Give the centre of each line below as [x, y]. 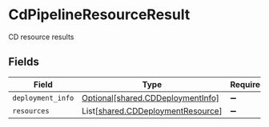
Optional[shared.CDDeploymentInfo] [151, 97]
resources [31, 111]
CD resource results [41, 37]
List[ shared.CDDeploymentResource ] [152, 111]
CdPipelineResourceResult [99, 15]
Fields [24, 62]
